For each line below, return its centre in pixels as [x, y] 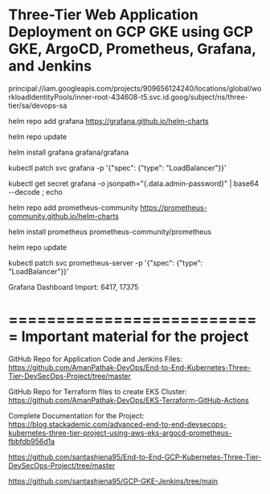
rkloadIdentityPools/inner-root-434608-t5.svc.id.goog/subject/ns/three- [129, 97]
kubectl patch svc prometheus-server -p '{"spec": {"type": [106, 262]
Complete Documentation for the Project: [76, 415]
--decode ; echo [35, 191]
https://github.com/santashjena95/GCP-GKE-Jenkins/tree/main [113, 481]
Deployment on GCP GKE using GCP [131, 32]
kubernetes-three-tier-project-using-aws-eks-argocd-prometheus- [120, 433]
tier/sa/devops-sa [38, 105]
